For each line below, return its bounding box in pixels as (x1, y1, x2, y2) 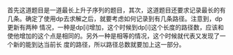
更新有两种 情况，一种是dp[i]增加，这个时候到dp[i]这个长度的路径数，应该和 (7, 23, 224, 31)
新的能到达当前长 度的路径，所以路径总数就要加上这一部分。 (12, 41, 185, 48)
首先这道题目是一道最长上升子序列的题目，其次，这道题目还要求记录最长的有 (7, 6, 226, 14)
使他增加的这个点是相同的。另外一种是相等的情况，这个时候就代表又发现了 (7, 32, 220, 40)
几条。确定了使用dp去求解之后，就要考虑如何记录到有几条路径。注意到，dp (7, 14, 223, 23)
